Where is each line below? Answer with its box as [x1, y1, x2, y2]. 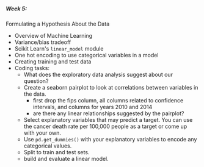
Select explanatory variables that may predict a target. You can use [23, 116, 193, 123]
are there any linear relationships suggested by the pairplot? [32, 110, 184, 117]
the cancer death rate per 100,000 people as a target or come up [23, 123, 188, 130]
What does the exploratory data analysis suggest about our [23, 71, 173, 78]
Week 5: [5, 5, 27, 12]
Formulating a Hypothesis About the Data [5, 20, 110, 27]
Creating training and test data [14, 58, 92, 65]
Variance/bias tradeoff [14, 38, 71, 46]
